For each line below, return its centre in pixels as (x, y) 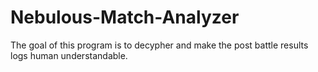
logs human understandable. (69, 55)
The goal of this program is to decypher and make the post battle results (159, 45)
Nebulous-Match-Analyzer (125, 17)
